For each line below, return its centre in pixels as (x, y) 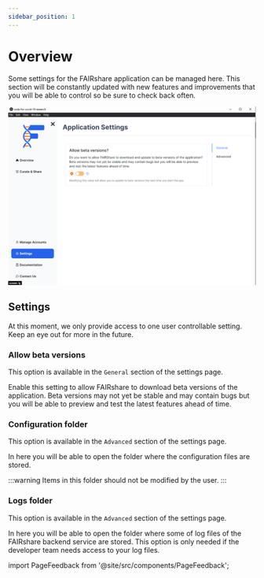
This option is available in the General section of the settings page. (116, 372)
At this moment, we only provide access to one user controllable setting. (125, 326)
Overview (40, 56)
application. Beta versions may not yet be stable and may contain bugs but (129, 395)
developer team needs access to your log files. (84, 550)
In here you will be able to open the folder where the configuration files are (129, 457)
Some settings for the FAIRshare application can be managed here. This (124, 78)
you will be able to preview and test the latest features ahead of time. (120, 404)
